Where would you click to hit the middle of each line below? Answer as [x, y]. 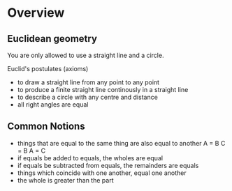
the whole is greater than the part [65, 180]
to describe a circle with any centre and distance [88, 97]
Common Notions [46, 127]
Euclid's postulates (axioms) [48, 69]
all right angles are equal [53, 105]
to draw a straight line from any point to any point [88, 82]
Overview [36, 13]
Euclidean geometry [52, 39]
